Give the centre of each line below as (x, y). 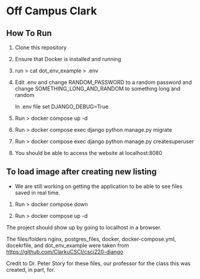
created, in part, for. (31, 269)
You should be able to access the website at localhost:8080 (89, 153)
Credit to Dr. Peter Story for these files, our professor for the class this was (99, 263)
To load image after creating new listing (81, 172)
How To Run (29, 33)
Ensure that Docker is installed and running (68, 59)
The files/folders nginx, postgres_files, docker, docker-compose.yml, (91, 239)
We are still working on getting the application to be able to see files (99, 186)
